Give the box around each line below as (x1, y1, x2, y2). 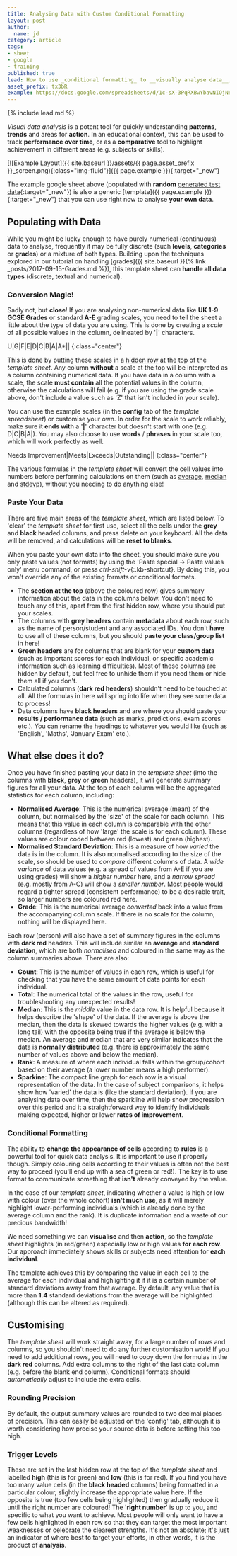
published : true (7, 69, 55, 76)
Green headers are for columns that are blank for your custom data (17, 646, 215, 655)
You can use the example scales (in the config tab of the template (7, 407, 200, 416)
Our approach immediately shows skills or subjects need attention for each (7, 1247, 226, 1256)
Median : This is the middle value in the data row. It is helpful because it (17, 1005, 224, 1013)
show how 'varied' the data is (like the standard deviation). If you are (17, 1088, 217, 1096)
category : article (7, 37, 61, 44)
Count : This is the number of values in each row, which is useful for (17, 967, 214, 976)
